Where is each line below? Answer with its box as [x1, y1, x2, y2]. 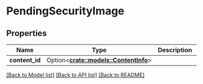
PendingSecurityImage [6, 4, 125, 18]
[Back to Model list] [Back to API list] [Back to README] [6, 71, 145, 79]
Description [158, 46, 192, 54]
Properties [6, 28, 47, 38]
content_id [9, 56, 41, 64]
